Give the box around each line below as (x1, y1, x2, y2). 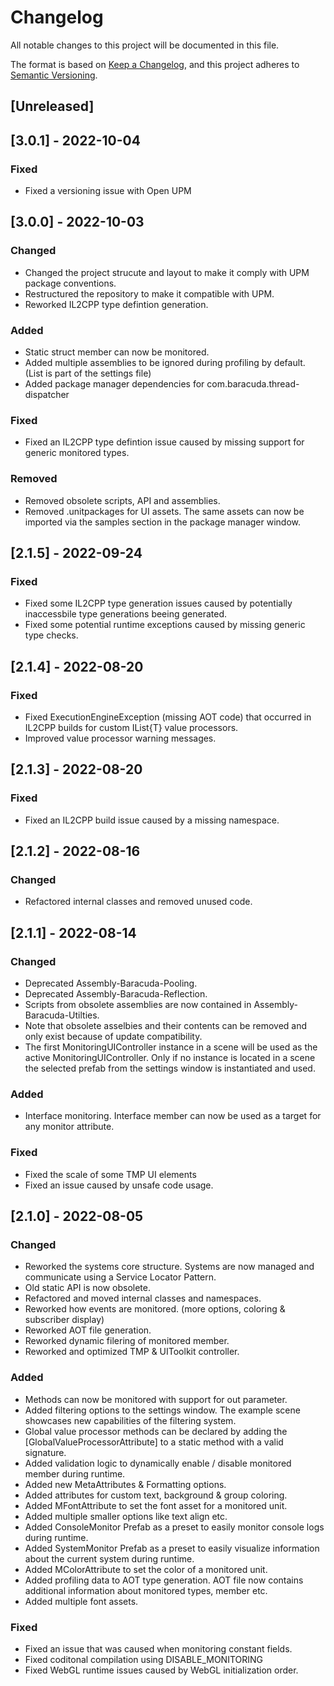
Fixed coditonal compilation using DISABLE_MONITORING (24, 1653, 264, 1665)
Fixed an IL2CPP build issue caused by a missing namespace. (24, 814, 280, 826)
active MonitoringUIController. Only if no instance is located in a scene (24, 1052, 316, 1064)
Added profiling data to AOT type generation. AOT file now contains (24, 1574, 304, 1586)
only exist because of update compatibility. (24, 1031, 203, 1043)
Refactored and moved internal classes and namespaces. (24, 1292, 262, 1305)
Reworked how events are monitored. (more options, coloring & (24, 1303, 286, 1315)
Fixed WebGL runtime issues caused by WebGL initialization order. (24, 1664, 299, 1676)
